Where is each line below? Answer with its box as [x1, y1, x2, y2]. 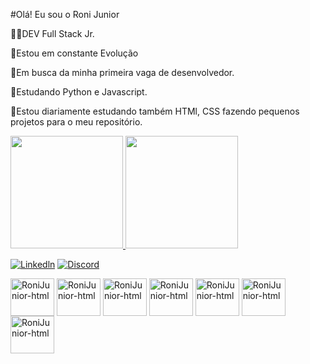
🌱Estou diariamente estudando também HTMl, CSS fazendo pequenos [10, 105, 300, 117]
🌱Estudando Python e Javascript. [10, 86, 148, 98]
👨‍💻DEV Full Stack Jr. [10, 28, 95, 39]
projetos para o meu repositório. [10, 116, 143, 128]
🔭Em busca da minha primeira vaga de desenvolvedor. [10, 67, 235, 78]
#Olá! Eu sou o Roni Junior [10, 9, 120, 20]
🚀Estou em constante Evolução [10, 47, 139, 59]
